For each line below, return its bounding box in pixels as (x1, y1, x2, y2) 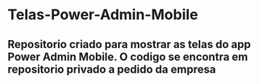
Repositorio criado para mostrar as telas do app (7, 38, 251, 51)
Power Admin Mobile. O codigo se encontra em (7, 50, 249, 63)
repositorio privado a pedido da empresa (7, 62, 216, 76)
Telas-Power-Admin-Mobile (7, 6, 198, 24)
